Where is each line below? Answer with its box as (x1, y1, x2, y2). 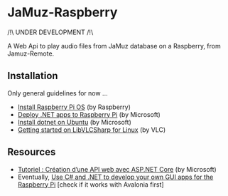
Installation (7, 70, 58, 82)
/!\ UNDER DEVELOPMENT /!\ (7, 28, 94, 36)
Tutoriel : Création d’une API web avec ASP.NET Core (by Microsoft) (17, 165, 217, 173)
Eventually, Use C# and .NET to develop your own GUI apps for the (17, 172, 214, 181)
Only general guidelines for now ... (7, 88, 108, 97)
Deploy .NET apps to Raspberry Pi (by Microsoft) (17, 110, 161, 118)
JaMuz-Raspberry (7, 4, 118, 21)
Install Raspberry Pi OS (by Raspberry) (17, 103, 131, 111)
